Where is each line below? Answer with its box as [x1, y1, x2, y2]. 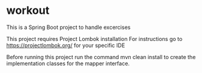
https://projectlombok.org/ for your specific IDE [6, 42, 125, 49]
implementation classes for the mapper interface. [6, 60, 130, 67]
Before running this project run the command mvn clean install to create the [6, 53, 196, 60]
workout [6, 4, 50, 17]
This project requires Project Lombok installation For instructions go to [6, 35, 183, 42]
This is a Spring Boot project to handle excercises [6, 24, 131, 31]
